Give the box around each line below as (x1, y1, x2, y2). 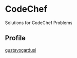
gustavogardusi (5, 47, 37, 53)
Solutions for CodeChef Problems (5, 20, 73, 26)
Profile (5, 34, 26, 42)
